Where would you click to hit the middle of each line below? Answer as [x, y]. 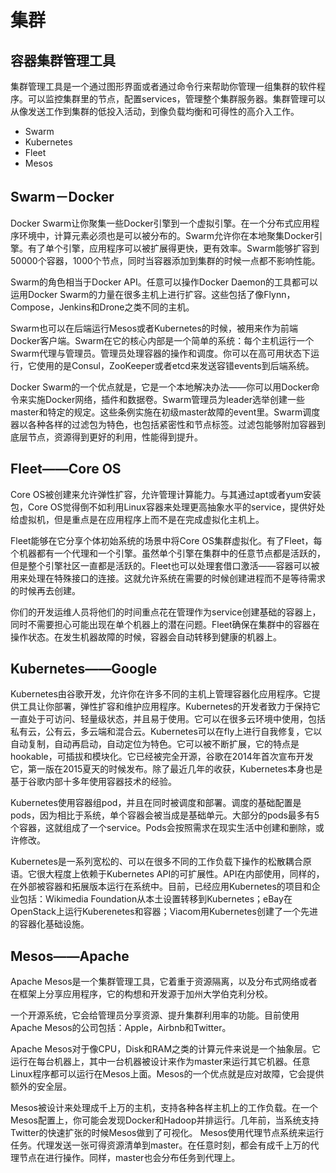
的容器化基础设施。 [50, 924]
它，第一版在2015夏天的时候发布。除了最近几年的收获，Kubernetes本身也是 [166, 769]
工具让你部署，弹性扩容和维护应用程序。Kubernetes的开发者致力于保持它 [169, 707]
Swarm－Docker [62, 197]
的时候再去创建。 [45, 590]
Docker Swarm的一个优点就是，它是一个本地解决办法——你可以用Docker [161, 387]
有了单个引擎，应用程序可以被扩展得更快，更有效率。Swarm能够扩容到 [173, 248]
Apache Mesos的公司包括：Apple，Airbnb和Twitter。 [121, 1028]
